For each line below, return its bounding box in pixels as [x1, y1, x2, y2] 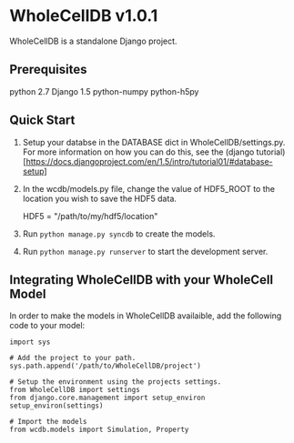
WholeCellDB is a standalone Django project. [9, 35, 177, 46]
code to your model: [9, 320, 86, 331]
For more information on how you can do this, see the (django [22, 146, 255, 157]
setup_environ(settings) [9, 401, 104, 410]
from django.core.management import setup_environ [9, 393, 206, 403]
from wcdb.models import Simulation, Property [9, 425, 189, 435]
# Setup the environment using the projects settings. [9, 378, 222, 387]
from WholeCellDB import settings [9, 386, 141, 395]
